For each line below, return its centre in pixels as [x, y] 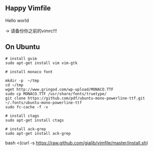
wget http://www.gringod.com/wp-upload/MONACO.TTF [59, 89]
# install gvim [21, 58]
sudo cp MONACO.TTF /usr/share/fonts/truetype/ [56, 94]
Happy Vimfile [28, 8]
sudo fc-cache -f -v [27, 107]
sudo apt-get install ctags [35, 120]
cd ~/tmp [14, 85]
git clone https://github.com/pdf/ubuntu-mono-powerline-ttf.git [75, 98]
